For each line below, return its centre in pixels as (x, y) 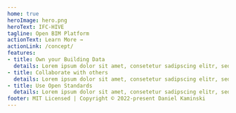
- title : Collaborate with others (58, 72)
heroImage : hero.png (38, 20)
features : (22, 53)
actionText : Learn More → (45, 40)
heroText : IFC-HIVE (36, 27)
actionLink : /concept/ (40, 46)
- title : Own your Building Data (56, 60)
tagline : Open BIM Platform (48, 33)
